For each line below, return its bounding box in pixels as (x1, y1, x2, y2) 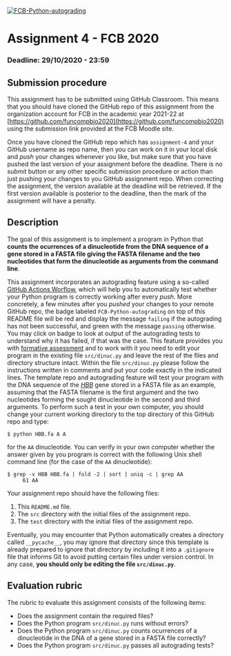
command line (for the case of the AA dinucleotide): (7, 457, 152, 466)
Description (7, 216, 59, 228)
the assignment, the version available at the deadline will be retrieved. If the (7, 182, 222, 190)
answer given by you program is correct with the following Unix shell (7, 450, 202, 458)
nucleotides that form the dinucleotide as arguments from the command (7, 256, 219, 265)
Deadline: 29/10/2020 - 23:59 (7, 55, 110, 65)
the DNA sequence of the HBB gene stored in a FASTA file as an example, (7, 380, 216, 388)
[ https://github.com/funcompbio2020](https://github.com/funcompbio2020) (7, 117, 224, 125)
